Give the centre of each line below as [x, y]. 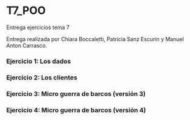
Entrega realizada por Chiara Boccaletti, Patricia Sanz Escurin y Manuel [95, 39]
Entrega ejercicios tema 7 [38, 27]
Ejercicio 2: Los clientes [42, 78]
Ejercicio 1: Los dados [39, 61]
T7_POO [26, 11]
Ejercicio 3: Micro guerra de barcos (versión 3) [76, 93]
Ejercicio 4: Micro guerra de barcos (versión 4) [76, 110]
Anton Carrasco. [27, 45]
